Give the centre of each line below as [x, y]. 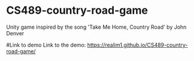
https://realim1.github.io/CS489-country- [137, 45]
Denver [15, 33]
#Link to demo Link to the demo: [46, 45]
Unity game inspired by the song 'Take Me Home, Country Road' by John [96, 27]
